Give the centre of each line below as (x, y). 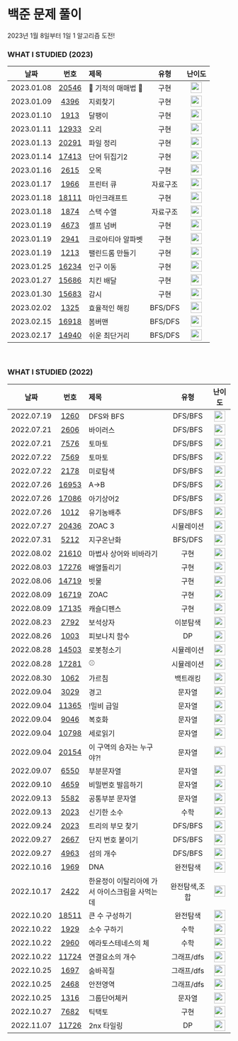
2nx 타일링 (106, 1026)
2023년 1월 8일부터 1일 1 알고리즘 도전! (61, 35)
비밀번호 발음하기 (115, 785)
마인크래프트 (108, 198)
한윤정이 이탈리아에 (119, 881)
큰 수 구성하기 (110, 916)
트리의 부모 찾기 (113, 826)
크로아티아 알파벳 (115, 239)
